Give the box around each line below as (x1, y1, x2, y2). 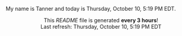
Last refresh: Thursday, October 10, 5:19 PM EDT (41, 23, 161, 30)
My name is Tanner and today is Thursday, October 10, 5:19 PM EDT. (5, 5, 176, 12)
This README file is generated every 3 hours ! (44, 17, 158, 23)
